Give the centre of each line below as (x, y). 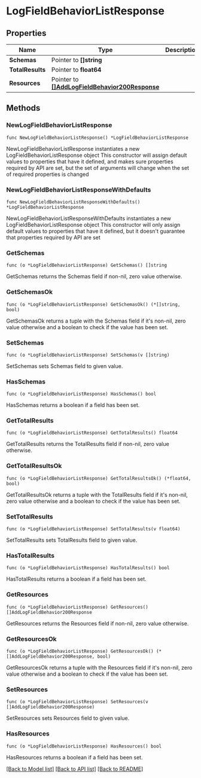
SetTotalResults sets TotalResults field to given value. (72, 540)
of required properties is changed (48, 174)
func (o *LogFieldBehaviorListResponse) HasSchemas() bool (81, 394)
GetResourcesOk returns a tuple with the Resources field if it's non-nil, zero (99, 667)
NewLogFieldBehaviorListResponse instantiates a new (73, 148)
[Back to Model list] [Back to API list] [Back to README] (75, 769)
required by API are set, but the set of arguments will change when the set (98, 168)
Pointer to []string (77, 60)
